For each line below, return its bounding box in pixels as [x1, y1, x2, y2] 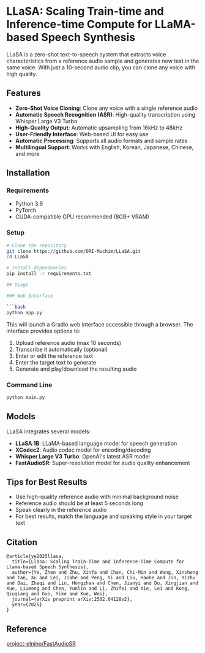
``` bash [6, 304, 26, 310]
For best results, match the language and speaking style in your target [15, 512, 192, 520]
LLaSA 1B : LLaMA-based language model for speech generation [15, 439, 177, 447]
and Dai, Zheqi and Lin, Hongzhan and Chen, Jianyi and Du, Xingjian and [6, 580, 199, 587]
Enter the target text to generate [15, 358, 97, 366]
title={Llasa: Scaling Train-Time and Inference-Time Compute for [12, 558, 185, 565]
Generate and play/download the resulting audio [15, 365, 137, 373]
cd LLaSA [6, 253, 29, 260]
